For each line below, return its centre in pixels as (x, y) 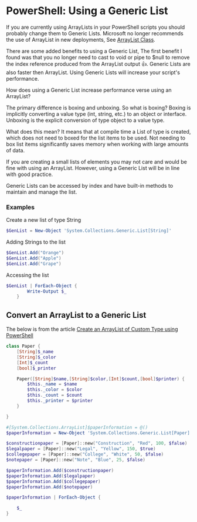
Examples (21, 207)
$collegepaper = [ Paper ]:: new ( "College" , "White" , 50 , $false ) (85, 454)
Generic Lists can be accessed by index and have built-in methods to (90, 185)
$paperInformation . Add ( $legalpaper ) (51, 476)
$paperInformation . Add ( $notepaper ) (50, 487)
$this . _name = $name (52, 384)
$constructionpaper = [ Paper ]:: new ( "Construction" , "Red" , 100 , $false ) (97, 443)
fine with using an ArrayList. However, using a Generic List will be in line (93, 168)
